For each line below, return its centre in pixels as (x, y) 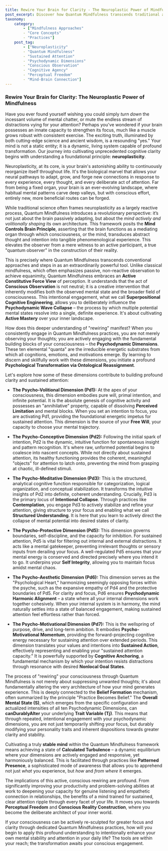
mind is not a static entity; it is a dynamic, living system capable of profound (83, 146)
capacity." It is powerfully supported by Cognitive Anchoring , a (78, 656)
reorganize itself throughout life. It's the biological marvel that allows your (81, 172)
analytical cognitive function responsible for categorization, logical (81, 484)
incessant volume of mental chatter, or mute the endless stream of (73, 119)
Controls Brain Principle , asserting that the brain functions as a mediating (81, 229)
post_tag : (24, 42)
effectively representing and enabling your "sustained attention (77, 651)
